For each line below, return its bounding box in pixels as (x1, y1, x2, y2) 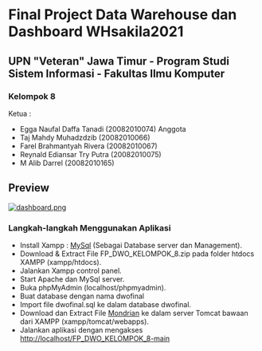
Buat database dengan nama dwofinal (19, 291, 145, 301)
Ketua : (8, 108, 32, 118)
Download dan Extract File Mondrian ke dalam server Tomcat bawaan (19, 308, 248, 317)
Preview (8, 181, 50, 195)
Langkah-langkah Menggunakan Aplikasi (8, 222, 171, 233)
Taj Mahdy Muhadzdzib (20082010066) (19, 132, 151, 142)
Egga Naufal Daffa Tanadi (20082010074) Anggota (19, 124, 186, 133)
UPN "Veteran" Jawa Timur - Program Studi (8, 54, 229, 68)
